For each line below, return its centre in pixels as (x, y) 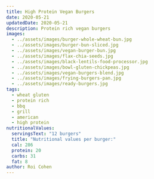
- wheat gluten (30, 95)
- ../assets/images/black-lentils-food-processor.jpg (80, 61)
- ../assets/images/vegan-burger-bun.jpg (64, 51)
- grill (21, 112)
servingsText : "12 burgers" (47, 134)
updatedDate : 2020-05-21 (37, 23)
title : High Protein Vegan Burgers (50, 12)
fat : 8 (20, 162)
